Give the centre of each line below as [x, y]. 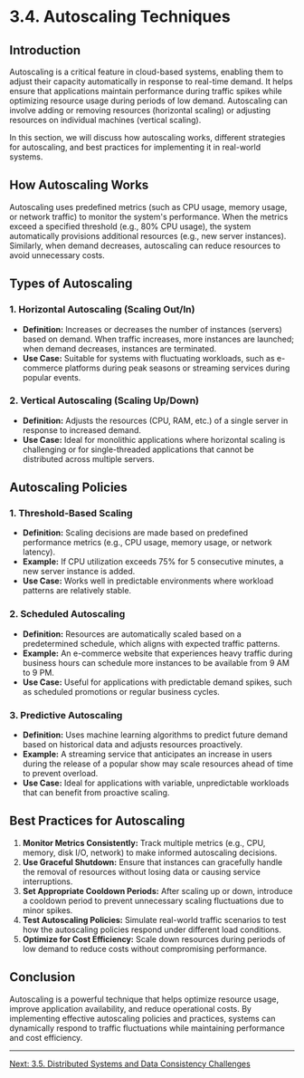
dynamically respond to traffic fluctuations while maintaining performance [147, 1028]
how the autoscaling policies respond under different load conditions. [152, 929]
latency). [39, 552]
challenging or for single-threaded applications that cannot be [138, 449]
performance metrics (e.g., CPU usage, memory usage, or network [147, 543]
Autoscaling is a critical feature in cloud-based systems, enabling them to [146, 72]
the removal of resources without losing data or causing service [141, 871]
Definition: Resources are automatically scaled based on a [132, 634]
